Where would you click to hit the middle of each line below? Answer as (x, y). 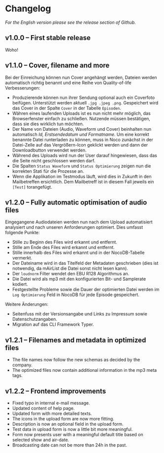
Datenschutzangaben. (35, 319)
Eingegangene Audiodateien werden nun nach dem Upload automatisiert (79, 222)
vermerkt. (22, 258)
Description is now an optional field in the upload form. (68, 424)
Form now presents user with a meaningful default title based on (78, 434)
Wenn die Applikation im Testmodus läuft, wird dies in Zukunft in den (82, 176)
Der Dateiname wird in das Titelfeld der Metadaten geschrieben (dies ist (85, 263)
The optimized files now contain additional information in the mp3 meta (84, 370)
